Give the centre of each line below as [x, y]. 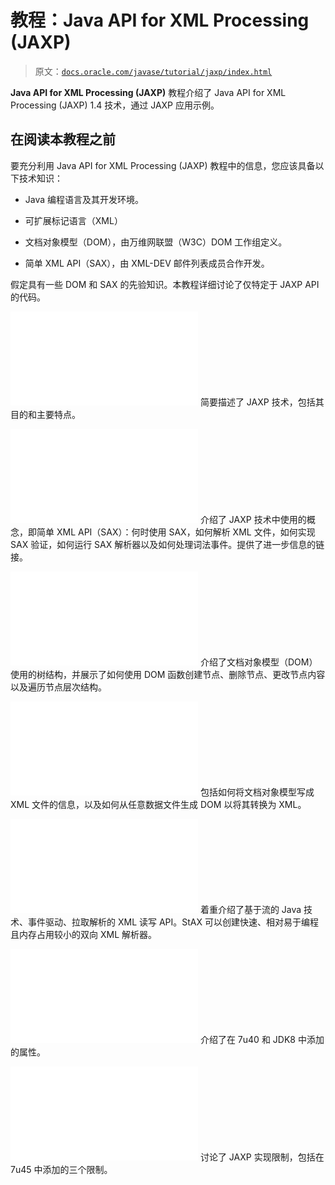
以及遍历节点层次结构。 [58, 687]
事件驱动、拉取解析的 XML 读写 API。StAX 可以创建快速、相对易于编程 [173, 922]
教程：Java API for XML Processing [160, 20]
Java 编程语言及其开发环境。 [84, 199]
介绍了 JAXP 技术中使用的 [253, 519]
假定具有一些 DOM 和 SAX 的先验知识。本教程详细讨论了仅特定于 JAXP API [165, 284]
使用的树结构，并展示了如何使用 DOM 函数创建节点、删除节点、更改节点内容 [168, 674]
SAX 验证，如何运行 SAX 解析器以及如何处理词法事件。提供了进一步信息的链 [167, 544]
